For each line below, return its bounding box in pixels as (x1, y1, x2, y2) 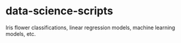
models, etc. (5, 30, 36, 37)
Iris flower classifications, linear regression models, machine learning (5, 24, 176, 31)
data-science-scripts (5, 4, 114, 18)
